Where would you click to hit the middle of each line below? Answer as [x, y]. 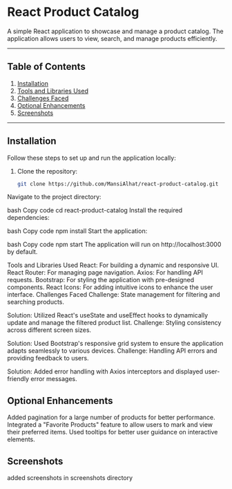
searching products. [36, 302]
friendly [18, 379]
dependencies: [28, 218]
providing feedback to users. [48, 358]
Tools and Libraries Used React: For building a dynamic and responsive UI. [113, 265]
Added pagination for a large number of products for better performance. [111, 417]
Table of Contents [47, 67]
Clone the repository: [47, 171]
